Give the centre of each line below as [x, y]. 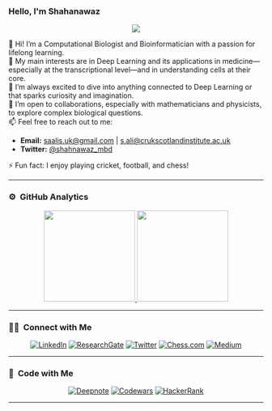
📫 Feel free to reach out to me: [61, 122]
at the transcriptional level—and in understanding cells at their [147, 70]
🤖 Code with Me [41, 373]
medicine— [241, 61]
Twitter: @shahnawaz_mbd [66, 149]
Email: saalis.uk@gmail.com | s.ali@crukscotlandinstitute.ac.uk [125, 141]
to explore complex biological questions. [76, 113]
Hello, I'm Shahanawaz [55, 11]
